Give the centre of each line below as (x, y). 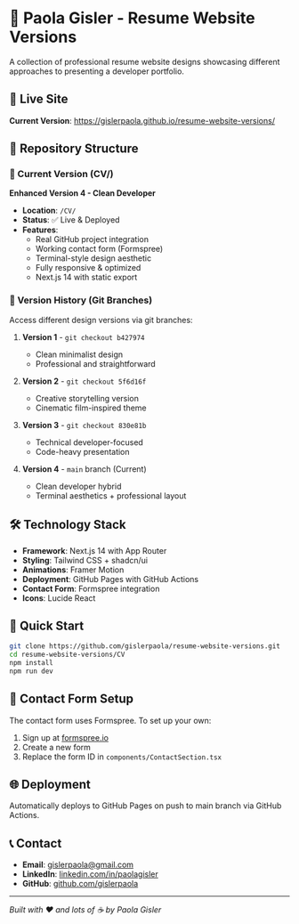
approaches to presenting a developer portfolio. (97, 71)
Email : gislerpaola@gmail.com (78, 865)
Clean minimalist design (79, 354)
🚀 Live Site (39, 99)
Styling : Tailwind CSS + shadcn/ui (85, 560)
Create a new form (57, 747)
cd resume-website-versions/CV (67, 655)
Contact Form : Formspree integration (91, 588)
